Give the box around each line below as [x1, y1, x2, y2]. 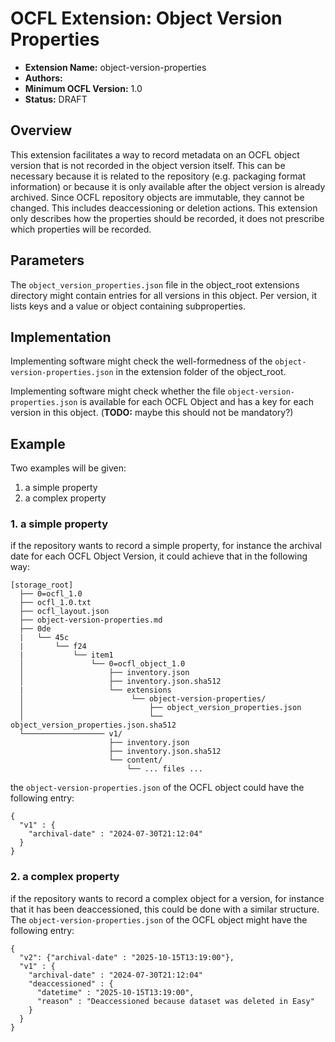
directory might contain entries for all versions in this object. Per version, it [10, 289, 318, 301]
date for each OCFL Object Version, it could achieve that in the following [10, 550, 308, 562]
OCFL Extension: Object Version [10, 7, 283, 30]
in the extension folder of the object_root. [115, 366, 287, 378]
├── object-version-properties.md [19, 615, 163, 626]
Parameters [10, 252, 85, 269]
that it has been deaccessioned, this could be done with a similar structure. [10, 903, 320, 915]
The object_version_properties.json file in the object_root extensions [10, 278, 300, 291]
